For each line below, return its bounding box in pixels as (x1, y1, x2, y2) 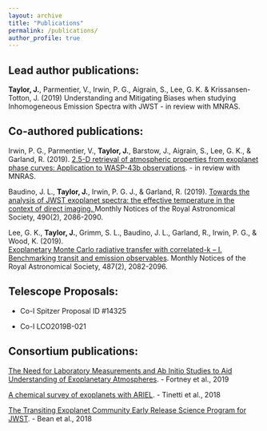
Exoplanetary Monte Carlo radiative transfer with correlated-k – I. (8, 244, 222, 254)
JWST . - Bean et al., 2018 (8, 413, 92, 423)
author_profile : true (8, 34, 81, 42)
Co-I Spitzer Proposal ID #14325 (19, 306, 126, 315)
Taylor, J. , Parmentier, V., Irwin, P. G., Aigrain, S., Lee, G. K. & (8, 85, 209, 94)
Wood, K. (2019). (8, 236, 64, 246)
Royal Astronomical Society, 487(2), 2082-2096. (8, 261, 168, 271)
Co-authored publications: (8, 125, 144, 138)
